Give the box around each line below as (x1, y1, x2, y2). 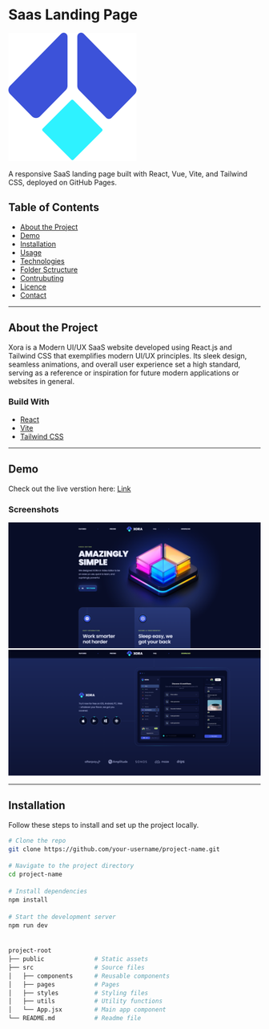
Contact (19, 290, 46, 300)
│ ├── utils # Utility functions (8, 997, 163, 1006)
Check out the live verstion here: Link (8, 484, 131, 493)
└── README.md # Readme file (8, 1015, 142, 1023)
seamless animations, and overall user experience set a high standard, (8, 359, 241, 369)
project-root (8, 946, 52, 955)
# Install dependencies (8, 888, 88, 896)
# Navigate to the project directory (8, 862, 134, 870)
